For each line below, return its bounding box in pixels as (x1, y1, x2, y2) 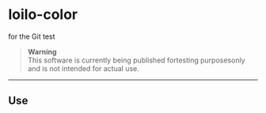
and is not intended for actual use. (27, 63, 140, 73)
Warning (27, 47, 57, 56)
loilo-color (8, 6, 78, 24)
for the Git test (8, 32, 55, 41)
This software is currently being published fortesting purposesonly (27, 55, 245, 65)
